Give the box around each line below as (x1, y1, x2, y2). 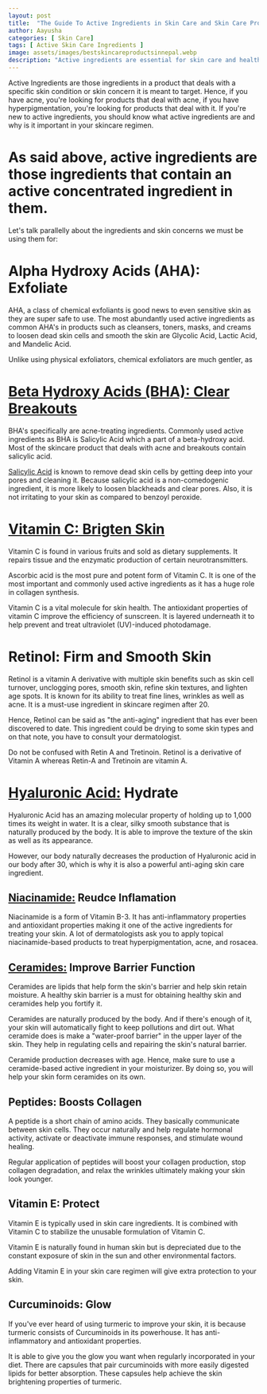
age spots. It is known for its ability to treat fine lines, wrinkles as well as (8, 691, 245, 700)
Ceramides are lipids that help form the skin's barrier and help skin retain (8, 982, 247, 991)
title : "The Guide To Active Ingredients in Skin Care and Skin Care (8, 19, 247, 27)
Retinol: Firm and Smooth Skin (8, 648, 212, 666)
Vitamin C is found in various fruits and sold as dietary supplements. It (8, 546, 238, 556)
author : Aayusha (8, 26, 62, 34)
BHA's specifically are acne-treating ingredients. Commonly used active (8, 426, 244, 435)
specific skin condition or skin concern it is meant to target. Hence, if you (8, 86, 248, 96)
